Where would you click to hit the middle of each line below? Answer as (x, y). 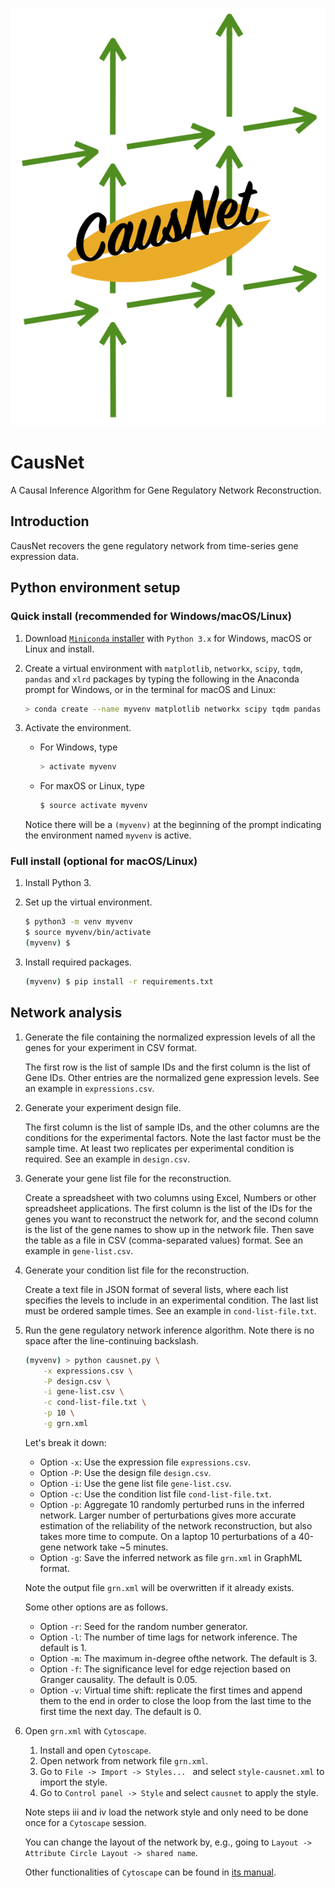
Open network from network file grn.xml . (124, 1760)
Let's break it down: (65, 1442)
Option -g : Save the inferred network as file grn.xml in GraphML (171, 1557)
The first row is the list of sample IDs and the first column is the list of (168, 1067)
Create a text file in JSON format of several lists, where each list (156, 1289)
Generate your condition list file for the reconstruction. (137, 1270)
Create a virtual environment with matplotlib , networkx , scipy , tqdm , (163, 668)
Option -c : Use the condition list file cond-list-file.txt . (155, 1494)
